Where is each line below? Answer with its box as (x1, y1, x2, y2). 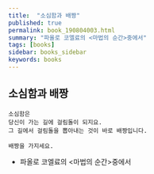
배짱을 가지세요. (8, 142, 54, 150)
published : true (8, 19, 62, 27)
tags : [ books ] (8, 41, 56, 49)
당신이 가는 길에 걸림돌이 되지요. (8, 118, 102, 127)
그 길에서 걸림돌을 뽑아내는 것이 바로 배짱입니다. (8, 127, 148, 134)
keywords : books (8, 56, 62, 64)
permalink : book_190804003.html (8, 26, 115, 34)
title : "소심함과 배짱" (8, 11, 81, 20)
